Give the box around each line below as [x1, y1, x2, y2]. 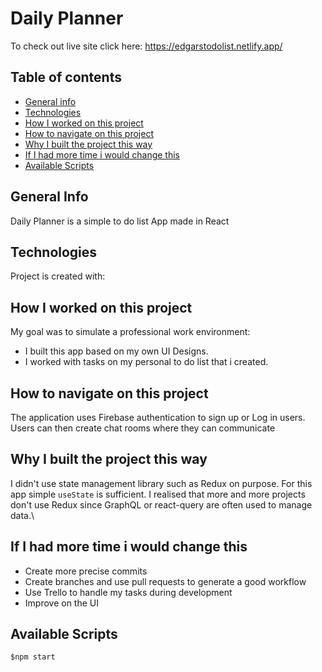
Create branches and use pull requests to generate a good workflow [24, 575, 307, 587]
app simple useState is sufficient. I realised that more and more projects [10, 488, 306, 500]
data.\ [10, 509, 35, 521]
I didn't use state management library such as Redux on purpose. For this [10, 477, 313, 489]
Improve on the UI [24, 597, 99, 609]
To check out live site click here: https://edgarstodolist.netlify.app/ [10, 40, 283, 52]
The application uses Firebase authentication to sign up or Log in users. [10, 412, 306, 423]
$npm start [10, 652, 56, 662]
